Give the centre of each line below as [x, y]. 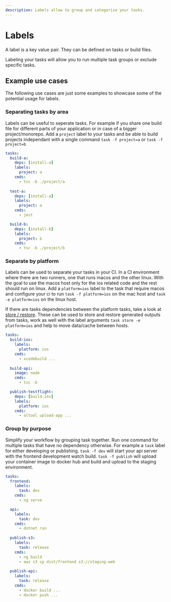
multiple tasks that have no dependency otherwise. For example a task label [85, 445]
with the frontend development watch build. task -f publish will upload [81, 456]
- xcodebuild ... [37, 359]
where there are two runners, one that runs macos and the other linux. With [84, 278]
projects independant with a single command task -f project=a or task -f [84, 139]
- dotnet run [33, 528]
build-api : [21, 368]
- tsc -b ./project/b [42, 248]
